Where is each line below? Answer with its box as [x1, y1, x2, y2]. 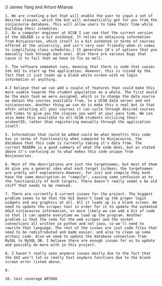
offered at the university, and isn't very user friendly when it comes [5, 43, 155, 48]
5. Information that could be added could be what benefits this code [5, 132, 151, 137]
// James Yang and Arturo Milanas [5, 4, 73, 10]
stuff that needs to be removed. [5, 183, 73, 188]
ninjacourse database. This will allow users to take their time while [5, 22, 153, 27]
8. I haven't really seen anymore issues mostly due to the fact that [5, 251, 151, 256]
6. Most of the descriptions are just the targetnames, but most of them [5, 162, 158, 167]
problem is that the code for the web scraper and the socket [5, 217, 133, 222]
